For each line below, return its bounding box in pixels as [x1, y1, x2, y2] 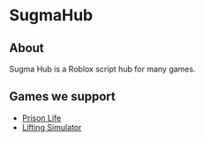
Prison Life [21, 112, 62, 123]
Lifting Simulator [21, 122, 82, 132]
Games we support [9, 89, 117, 104]
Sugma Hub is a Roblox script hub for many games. [9, 63, 196, 74]
